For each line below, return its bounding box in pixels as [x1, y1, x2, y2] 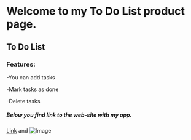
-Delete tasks [6, 97, 41, 105]
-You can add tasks [6, 73, 55, 81]
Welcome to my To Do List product [6, 4, 185, 18]
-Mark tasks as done [6, 86, 59, 93]
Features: [6, 60, 36, 68]
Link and [6, 127, 28, 134]
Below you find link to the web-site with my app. [6, 111, 132, 119]
